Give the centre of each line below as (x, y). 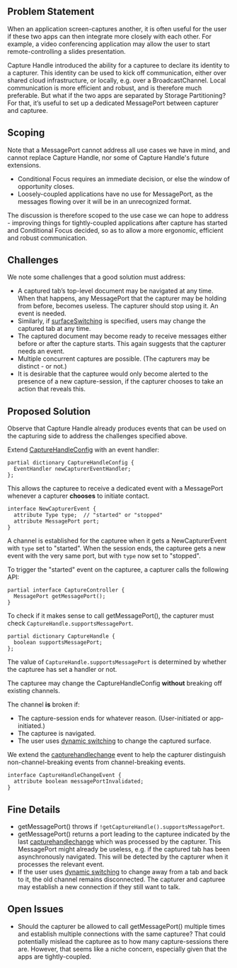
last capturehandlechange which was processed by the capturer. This (119, 842)
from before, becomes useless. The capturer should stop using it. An (118, 306)
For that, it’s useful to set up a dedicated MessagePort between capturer (113, 103)
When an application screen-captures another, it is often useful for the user (117, 28)
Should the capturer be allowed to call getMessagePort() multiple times (121, 926)
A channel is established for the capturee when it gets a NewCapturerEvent (117, 541)
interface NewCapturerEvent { (52, 509)
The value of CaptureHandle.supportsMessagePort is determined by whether (117, 662)
